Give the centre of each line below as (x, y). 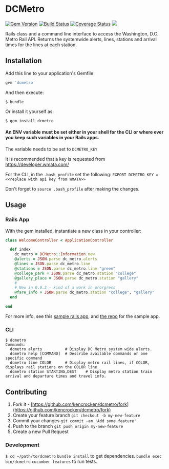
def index (20, 250)
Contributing (26, 392)
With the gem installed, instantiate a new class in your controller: (73, 231)
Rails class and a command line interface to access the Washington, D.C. (82, 33)
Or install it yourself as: (29, 111)
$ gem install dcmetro (29, 121)
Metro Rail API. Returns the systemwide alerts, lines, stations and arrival (81, 39)
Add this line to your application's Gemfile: (50, 73)
